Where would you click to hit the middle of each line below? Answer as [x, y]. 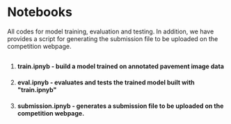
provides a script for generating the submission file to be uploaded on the [113, 38]
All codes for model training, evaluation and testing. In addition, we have [111, 31]
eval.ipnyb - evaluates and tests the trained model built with [106, 82]
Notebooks [40, 12]
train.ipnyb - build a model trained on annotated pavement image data [121, 66]
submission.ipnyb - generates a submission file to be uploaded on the [120, 106]
